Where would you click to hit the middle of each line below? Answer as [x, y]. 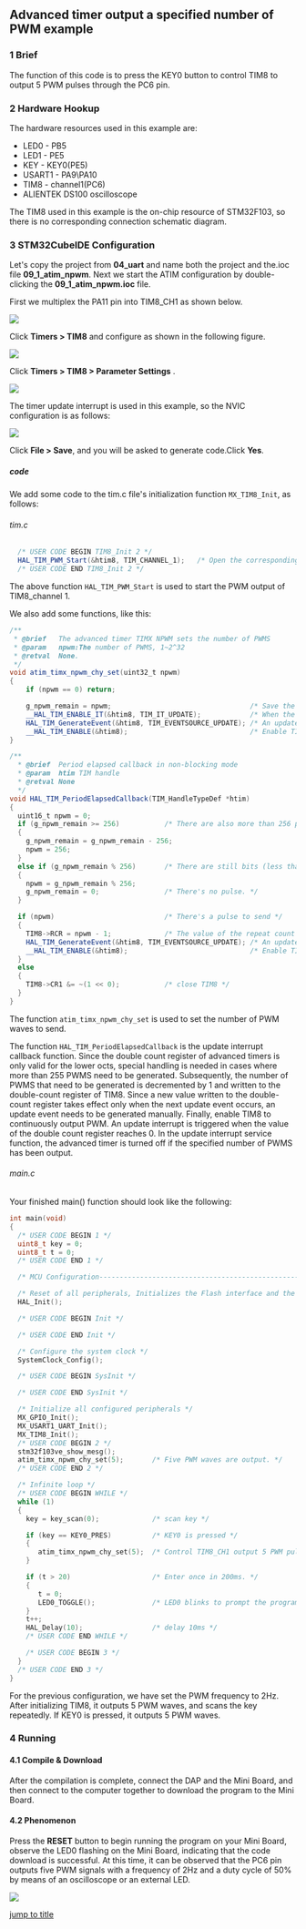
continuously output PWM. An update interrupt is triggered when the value [149, 1123]
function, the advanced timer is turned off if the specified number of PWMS [151, 1143]
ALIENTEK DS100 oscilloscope [80, 194]
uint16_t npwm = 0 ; [55, 816]
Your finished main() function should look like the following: [121, 1202]
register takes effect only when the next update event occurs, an [154, 1104]
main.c [22, 1173]
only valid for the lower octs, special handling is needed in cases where [143, 1066]
